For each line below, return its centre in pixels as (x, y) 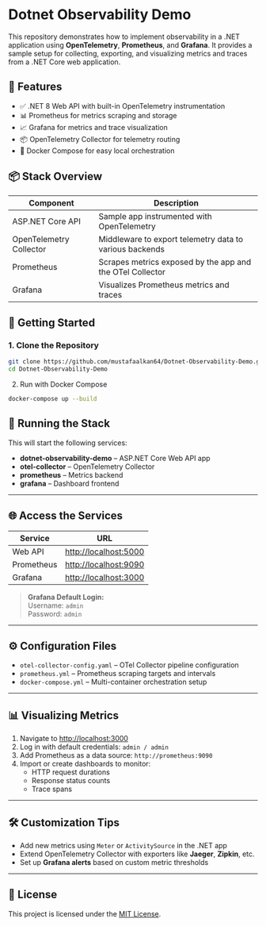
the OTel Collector (132, 271)
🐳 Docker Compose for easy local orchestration (97, 150)
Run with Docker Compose (63, 384)
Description (177, 202)
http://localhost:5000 (104, 551)
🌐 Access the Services (66, 516)
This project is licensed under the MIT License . (85, 913)
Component (51, 202)
